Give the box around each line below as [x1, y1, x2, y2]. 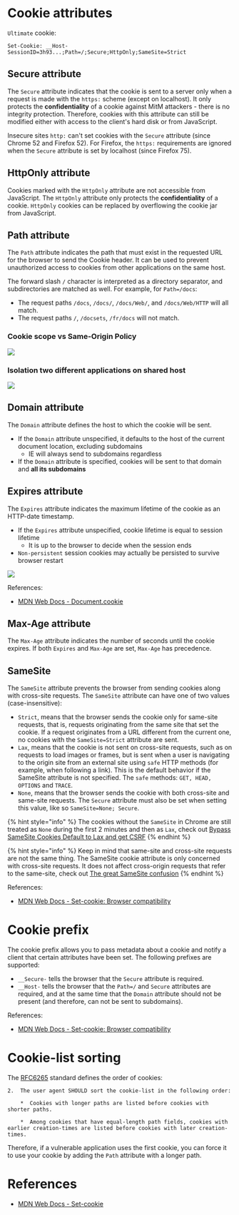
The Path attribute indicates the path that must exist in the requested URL [7, 248, 223, 257]
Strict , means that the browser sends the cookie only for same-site [17, 713, 218, 721]
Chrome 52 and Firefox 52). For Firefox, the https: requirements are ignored [7, 138, 232, 147]
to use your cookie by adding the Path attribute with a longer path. [7, 1151, 202, 1160]
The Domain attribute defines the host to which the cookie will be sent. [7, 420, 212, 429]
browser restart [17, 556, 63, 564]
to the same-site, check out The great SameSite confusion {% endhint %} [7, 869, 224, 878]
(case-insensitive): [7, 699, 62, 708]
